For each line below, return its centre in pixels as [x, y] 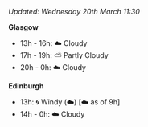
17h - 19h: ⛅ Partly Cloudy [64, 55]
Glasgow [23, 27]
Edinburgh [26, 86]
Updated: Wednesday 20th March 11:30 [74, 12]
